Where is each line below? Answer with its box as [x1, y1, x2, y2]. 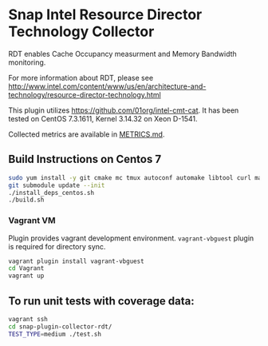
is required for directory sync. [8, 241, 106, 251]
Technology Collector [8, 22, 155, 41]
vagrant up [8, 272, 45, 280]
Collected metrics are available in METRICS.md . [8, 129, 165, 139]
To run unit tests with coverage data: [8, 294, 195, 308]
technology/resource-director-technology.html [8, 89, 161, 99]
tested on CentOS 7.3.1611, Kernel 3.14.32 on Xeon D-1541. [8, 113, 198, 123]
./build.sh [8, 196, 45, 205]
